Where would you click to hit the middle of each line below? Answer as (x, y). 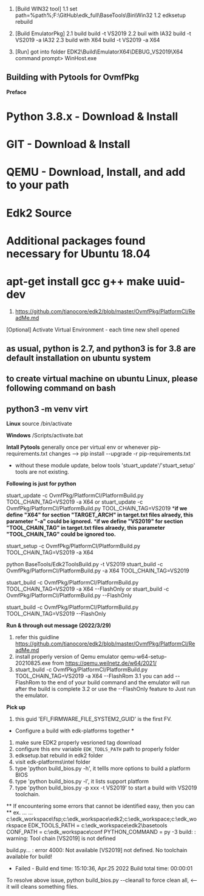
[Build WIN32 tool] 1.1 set (46, 9)
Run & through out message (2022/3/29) (59, 625)
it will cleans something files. (42, 887)
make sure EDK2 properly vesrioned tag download (78, 743)
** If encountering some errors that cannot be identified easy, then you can (100, 806)
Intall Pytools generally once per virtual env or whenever (78, 447)
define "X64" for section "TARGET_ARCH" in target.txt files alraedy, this (100, 515)
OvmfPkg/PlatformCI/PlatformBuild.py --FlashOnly (69, 596)
